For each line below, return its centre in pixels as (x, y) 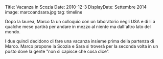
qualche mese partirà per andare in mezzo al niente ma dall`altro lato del (78, 27)
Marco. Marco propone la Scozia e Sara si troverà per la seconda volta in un (81, 46)
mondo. (13, 32)
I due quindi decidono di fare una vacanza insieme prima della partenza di (80, 41)
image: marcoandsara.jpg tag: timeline (44, 12)
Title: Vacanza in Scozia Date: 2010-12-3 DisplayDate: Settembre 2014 (76, 7)
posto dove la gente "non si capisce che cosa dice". (58, 51)
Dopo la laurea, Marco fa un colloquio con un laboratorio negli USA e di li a (80, 22)
